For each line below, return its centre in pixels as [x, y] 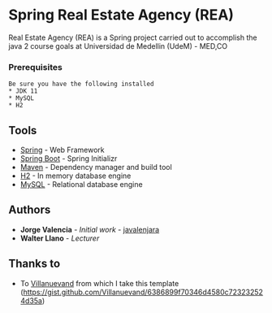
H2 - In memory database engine [76, 176]
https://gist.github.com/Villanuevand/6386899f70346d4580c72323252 [143, 292]
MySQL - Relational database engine [82, 185]
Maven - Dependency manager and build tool [96, 167]
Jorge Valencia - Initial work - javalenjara [90, 229]
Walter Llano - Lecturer [60, 238]
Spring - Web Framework [63, 150]
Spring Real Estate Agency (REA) [121, 15]
